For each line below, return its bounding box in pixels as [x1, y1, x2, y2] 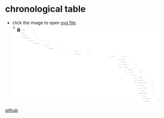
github [5, 107, 18, 113]
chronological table [5, 3, 86, 15]
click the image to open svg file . [12, 20, 77, 26]
